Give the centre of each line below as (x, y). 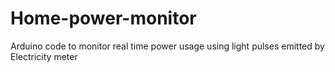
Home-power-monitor (103, 18)
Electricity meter (44, 56)
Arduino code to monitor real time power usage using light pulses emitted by (167, 46)
